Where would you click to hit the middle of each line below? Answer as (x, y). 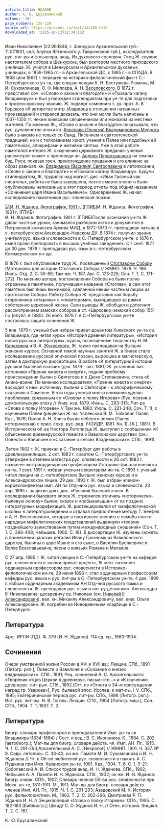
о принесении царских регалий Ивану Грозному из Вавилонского (74, 538)
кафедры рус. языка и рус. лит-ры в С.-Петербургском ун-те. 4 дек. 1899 (82, 578)
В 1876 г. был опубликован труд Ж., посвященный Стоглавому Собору (79, 263)
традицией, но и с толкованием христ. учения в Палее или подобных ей (81, 140)
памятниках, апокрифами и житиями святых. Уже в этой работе (72, 145)
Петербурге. (18, 609)
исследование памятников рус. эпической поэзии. (58, 197)
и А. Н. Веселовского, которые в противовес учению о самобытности (78, 517)
